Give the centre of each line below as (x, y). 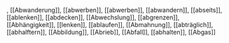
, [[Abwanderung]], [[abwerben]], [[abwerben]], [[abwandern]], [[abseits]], (114, 10)
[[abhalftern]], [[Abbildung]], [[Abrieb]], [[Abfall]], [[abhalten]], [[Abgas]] (111, 32)
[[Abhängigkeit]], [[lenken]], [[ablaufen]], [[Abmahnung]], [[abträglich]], (110, 25)
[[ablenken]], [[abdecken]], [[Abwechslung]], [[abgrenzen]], (93, 17)
